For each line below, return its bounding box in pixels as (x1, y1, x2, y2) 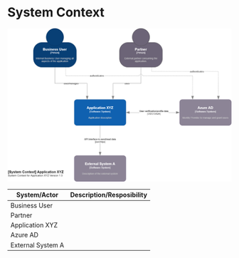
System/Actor (16, 190, 59, 200)
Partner (10, 211, 33, 220)
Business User (10, 201, 53, 210)
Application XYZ (10, 221, 58, 229)
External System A (10, 240, 65, 249)
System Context (7, 4, 105, 21)
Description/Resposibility (70, 190, 148, 200)
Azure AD (10, 231, 39, 239)
